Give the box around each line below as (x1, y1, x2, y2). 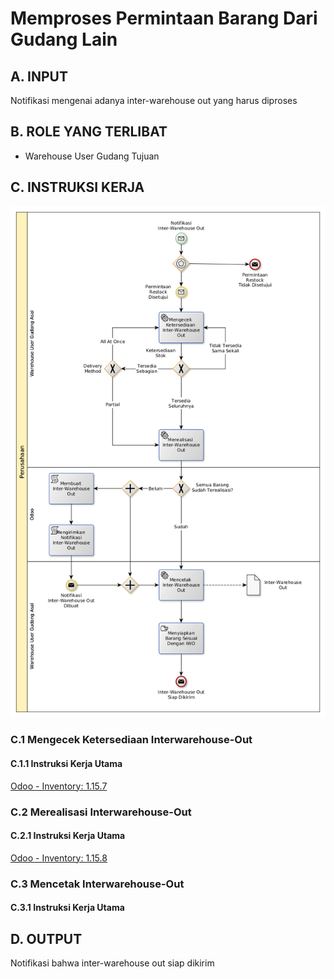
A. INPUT (10, 68, 68, 85)
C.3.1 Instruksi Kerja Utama (10, 902, 125, 914)
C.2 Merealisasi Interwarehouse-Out (10, 805, 192, 819)
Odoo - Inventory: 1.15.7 (10, 780, 108, 792)
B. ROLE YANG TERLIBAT (10, 123, 168, 141)
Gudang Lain (10, 28, 118, 51)
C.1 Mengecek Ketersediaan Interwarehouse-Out (10, 733, 253, 747)
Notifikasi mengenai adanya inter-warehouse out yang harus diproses (10, 95, 298, 106)
